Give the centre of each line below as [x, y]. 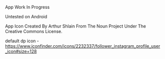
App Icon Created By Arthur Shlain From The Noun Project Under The [76, 26]
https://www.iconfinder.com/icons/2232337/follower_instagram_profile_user [83, 46]
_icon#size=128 [21, 51]
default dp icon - [22, 41]
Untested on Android [26, 16]
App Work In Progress [28, 7]
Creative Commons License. [34, 31]
